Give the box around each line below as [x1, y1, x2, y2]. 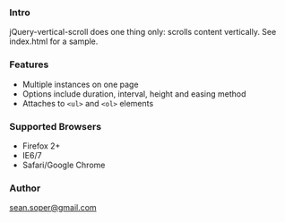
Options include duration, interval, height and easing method [22, 88, 246, 99]
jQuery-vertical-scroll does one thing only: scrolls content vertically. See [9, 27, 277, 38]
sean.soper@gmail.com [9, 202, 97, 213]
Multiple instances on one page [22, 79, 139, 90]
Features [9, 58, 49, 71]
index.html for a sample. [9, 36, 99, 47]
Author [9, 182, 41, 194]
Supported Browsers [9, 120, 101, 132]
